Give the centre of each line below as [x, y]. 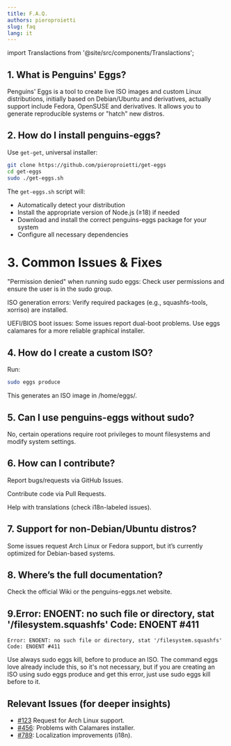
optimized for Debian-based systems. [61, 553]
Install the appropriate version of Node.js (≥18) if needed [98, 212]
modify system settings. [42, 441]
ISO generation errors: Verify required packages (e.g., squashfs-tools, [107, 303]
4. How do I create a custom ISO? [80, 352]
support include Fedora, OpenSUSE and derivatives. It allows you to [104, 106]
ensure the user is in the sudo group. [60, 289]
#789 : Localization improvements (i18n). [74, 735]
